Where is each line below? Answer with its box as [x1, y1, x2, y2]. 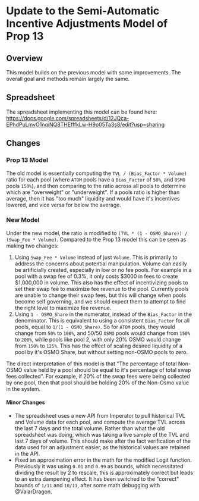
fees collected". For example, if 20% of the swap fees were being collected [6, 372, 190, 380]
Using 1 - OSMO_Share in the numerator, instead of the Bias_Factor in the [14, 311, 192, 318]
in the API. [14, 450, 40, 457]
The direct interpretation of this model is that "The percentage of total [6, 360, 177, 367]
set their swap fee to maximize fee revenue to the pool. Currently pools [14, 285, 189, 292]
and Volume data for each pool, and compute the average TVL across [14, 418, 185, 425]
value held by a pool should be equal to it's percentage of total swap [23, 366, 191, 373]
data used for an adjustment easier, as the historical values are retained [14, 444, 190, 450]
